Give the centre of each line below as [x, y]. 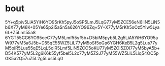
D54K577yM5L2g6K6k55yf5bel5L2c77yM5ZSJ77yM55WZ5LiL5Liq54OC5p [82, 53]
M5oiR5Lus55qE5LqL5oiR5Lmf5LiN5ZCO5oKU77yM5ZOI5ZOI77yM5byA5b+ [82, 48]
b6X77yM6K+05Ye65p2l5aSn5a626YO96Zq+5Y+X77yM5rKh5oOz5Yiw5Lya [82, 27]
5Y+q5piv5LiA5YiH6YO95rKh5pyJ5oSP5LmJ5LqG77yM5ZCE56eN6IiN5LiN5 [82, 22]
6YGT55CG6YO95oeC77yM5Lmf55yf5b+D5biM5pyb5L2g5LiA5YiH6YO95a [82, 38]
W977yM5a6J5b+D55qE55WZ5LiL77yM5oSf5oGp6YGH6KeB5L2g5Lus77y [81, 43]
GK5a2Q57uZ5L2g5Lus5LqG [34, 58]
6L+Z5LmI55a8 [20, 32]
